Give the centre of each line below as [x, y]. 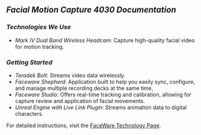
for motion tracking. [39, 46]
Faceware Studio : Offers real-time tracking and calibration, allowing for [103, 94]
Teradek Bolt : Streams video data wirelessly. [70, 75]
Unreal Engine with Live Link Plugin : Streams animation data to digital [101, 107]
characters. [29, 113]
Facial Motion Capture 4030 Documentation [91, 10]
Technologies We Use [39, 27]
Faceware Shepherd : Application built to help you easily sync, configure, [105, 81]
